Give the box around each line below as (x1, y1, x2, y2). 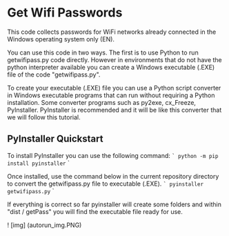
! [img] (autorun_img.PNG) (7, 221, 82, 229)
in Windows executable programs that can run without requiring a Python (7, 91, 215, 99)
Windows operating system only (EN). (7, 35, 115, 43)
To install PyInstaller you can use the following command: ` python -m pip (7, 151, 219, 159)
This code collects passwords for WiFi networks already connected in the (7, 28, 217, 36)
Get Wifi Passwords (7, 5, 123, 21)
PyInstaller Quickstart (7, 133, 103, 145)
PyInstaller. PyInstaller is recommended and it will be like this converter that (7, 106, 222, 114)
